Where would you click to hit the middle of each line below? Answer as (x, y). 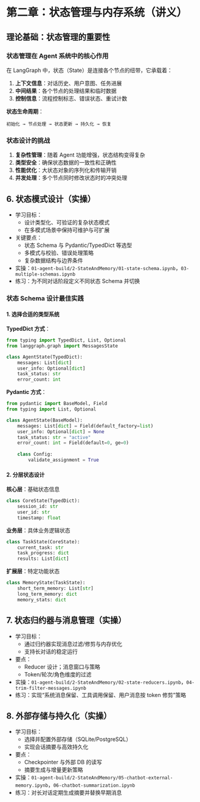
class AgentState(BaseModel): (45, 420)
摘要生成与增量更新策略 (53, 770)
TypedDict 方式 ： (28, 329)
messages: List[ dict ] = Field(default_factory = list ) (85, 426)
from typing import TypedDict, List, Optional (66, 340)
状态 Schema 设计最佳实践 (45, 298)
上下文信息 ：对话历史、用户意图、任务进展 (68, 83)
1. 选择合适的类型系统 (33, 314)
